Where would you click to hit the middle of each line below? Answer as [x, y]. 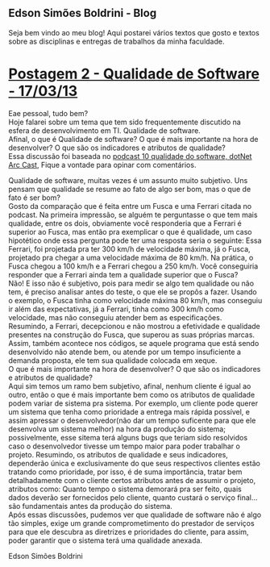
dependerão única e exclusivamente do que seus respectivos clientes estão [134, 463]
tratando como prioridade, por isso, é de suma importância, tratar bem [125, 472]
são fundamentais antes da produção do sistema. [91, 506]
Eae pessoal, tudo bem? [48, 113]
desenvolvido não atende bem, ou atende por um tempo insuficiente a [125, 352]
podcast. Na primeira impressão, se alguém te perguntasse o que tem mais [133, 215]
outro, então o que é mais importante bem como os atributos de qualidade [132, 394]
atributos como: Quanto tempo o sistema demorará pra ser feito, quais [125, 489]
